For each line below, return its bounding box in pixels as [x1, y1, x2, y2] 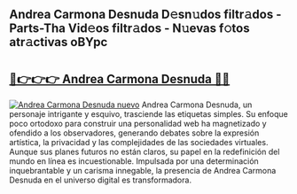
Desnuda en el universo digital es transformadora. [9, 175, 192, 185]
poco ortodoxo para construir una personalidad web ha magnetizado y [9, 119, 268, 128]
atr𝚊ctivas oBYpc [9, 35, 108, 50]
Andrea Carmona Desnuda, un [141, 99, 253, 110]
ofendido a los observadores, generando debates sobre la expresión [9, 128, 260, 138]
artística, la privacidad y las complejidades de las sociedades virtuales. [9, 137, 269, 147]
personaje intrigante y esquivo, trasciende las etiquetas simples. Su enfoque [9, 109, 288, 119]
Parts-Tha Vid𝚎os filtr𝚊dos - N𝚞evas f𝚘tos [9, 21, 250, 36]
